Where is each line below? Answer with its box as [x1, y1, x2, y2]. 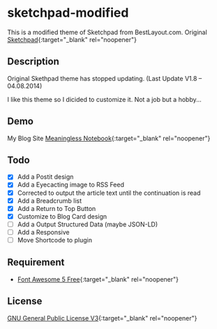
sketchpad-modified [7, 5, 129, 21]
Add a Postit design [17, 173, 74, 181]
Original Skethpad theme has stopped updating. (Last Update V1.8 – [7, 74, 202, 82]
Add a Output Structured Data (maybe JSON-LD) [17, 220, 158, 228]
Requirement [7, 256, 65, 268]
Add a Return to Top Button [17, 204, 96, 212]
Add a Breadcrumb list [17, 196, 82, 205]
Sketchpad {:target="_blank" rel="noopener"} [7, 35, 137, 43]
